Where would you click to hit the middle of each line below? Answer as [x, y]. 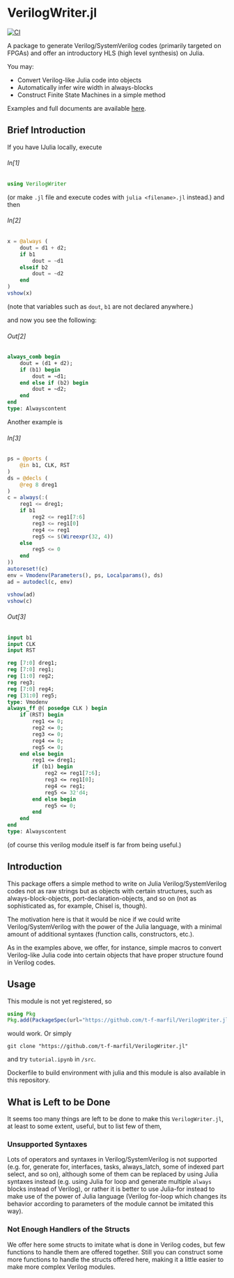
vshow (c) [20, 601]
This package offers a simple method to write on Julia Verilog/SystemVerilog [117, 884]
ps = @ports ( [28, 459]
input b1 [20, 638]
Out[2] [17, 336]
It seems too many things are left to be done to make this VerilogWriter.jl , [116, 1119]
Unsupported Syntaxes [47, 1144]
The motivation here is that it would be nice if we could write [94, 919]
